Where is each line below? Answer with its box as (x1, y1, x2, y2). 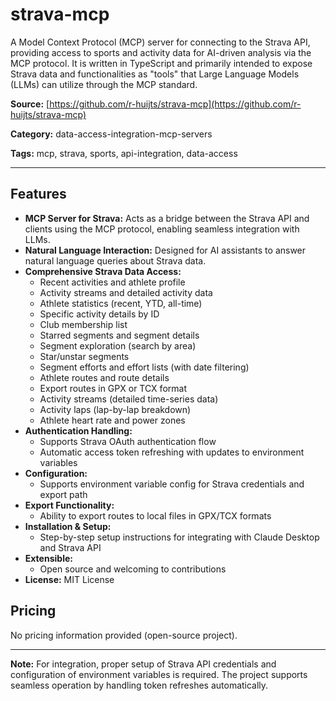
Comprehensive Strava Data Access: (24, 265, 182, 277)
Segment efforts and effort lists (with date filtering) (39, 361, 250, 373)
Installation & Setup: (24, 520, 112, 532)
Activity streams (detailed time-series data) (39, 393, 219, 405)
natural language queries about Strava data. (24, 254, 207, 267)
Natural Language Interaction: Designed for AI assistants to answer (24, 244, 307, 256)
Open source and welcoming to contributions (39, 563, 227, 575)
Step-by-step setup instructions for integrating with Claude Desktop (39, 531, 320, 543)
